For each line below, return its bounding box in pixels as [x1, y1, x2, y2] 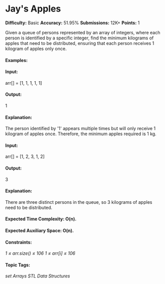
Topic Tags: [5, 262, 30, 268]
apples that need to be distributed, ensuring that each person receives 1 [5, 40, 154, 46]
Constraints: [5, 239, 32, 245]
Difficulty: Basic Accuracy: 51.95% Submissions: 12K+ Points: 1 [5, 20, 140, 26]
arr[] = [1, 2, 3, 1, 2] [5, 153, 45, 159]
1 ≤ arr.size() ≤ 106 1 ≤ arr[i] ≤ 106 [5, 250, 75, 256]
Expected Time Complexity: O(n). [5, 216, 77, 222]
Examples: [5, 57, 28, 63]
